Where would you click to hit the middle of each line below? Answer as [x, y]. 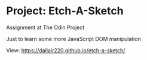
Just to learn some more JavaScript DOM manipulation [74, 39]
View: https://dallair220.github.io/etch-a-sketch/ [66, 50]
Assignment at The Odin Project [45, 27]
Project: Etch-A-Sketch [65, 11]
